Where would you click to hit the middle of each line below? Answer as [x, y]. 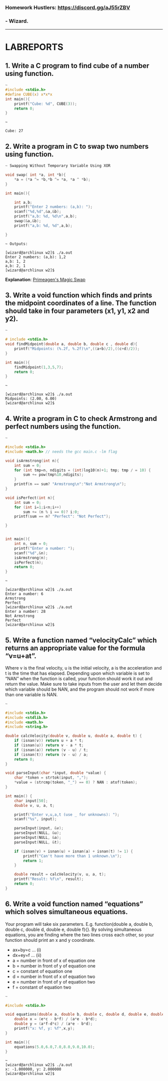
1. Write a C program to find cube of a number [77, 66]
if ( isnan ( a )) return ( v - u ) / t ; [51, 750]
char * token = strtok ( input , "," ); [51, 778]
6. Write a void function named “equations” [74, 904]
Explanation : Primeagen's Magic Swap [45, 279]
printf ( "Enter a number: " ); [44, 548]
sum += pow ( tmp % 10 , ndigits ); [53, 475]
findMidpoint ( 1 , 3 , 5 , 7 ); [39, 367]
